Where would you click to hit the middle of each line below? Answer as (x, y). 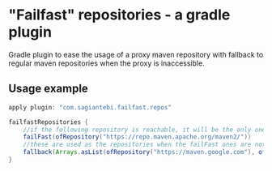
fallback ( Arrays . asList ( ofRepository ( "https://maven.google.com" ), (139, 152)
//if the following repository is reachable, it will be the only (137, 130)
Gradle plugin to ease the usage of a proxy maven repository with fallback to (136, 54)
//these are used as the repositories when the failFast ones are (137, 145)
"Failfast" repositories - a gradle (119, 15)
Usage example (49, 89)
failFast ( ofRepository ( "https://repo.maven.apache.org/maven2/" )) (137, 137)
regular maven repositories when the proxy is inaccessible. (106, 63)
